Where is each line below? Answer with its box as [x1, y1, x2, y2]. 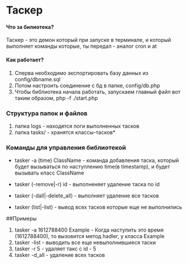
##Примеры [6, 215, 37, 222]
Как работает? [6, 56, 44, 63]
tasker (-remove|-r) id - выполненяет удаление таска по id [14, 181, 160, 188]
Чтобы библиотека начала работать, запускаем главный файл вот [14, 88, 181, 95]
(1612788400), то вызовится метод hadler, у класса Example [14, 233, 164, 240]
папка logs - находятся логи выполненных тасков [14, 122, 140, 130]
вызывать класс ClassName [14, 169, 85, 177]
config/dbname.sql [14, 75, 61, 82]
